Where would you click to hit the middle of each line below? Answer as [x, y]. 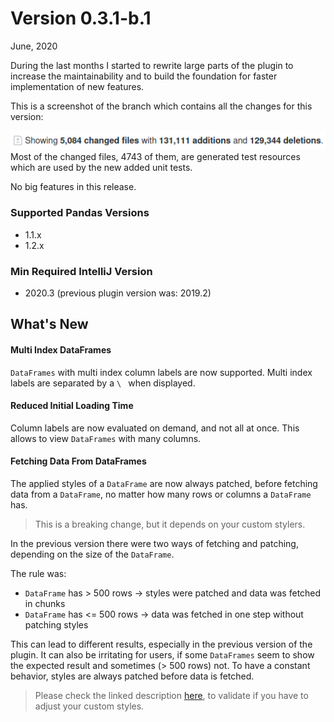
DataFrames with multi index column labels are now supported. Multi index [161, 372]
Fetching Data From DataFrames [78, 461]
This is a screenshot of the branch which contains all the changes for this [161, 106]
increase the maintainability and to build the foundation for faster [144, 76]
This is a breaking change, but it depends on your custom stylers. [170, 524]
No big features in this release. [73, 187]
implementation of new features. [77, 86]
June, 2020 [34, 46]
